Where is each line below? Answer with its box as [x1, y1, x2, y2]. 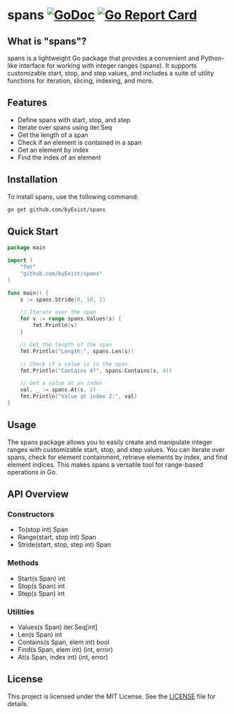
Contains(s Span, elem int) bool [17, 638, 110, 646]
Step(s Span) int [17, 589, 65, 597]
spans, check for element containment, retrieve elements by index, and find [7, 453, 228, 461]
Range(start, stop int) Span [17, 533, 97, 542]
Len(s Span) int [17, 631, 62, 639]
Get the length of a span [17, 131, 88, 139]
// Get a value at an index [20, 380, 103, 387]
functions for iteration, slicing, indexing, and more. [7, 76, 154, 85]
